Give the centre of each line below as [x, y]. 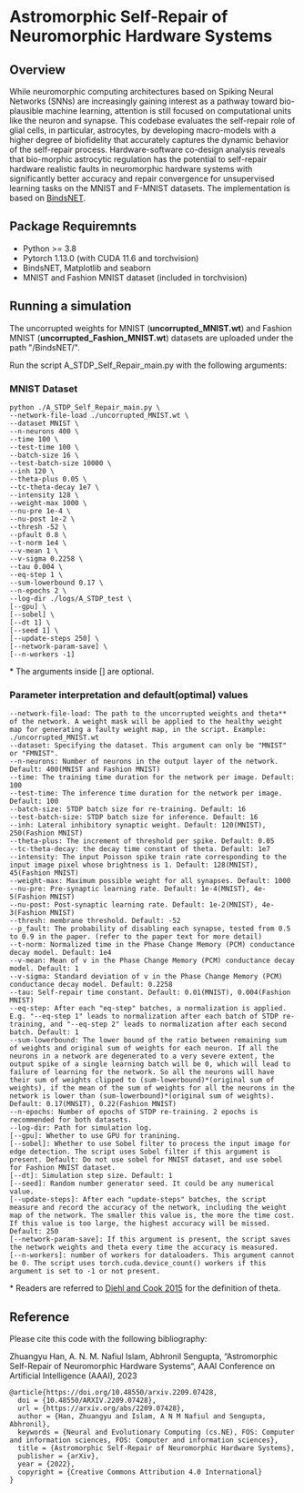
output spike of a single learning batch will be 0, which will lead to [150, 1064]
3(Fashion [28, 913]
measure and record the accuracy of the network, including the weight [148, 1208]
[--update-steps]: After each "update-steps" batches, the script [138, 1200]
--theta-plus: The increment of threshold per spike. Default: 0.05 [142, 841]
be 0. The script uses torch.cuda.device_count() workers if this [138, 1264]
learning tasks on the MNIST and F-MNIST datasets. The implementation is [150, 188]
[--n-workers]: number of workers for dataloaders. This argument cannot [152, 1255]
